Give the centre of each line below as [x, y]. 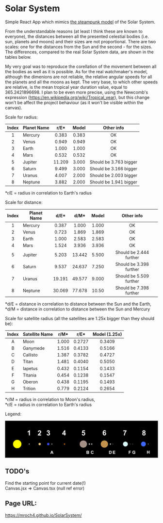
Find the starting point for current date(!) [46, 483]
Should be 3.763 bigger [113, 162]
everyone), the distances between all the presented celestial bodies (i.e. [77, 36]
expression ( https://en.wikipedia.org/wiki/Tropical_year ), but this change [77, 97]
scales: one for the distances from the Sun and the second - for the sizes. [79, 47]
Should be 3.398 [132, 264]
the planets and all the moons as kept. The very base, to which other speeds [81, 82]
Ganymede [34, 348]
